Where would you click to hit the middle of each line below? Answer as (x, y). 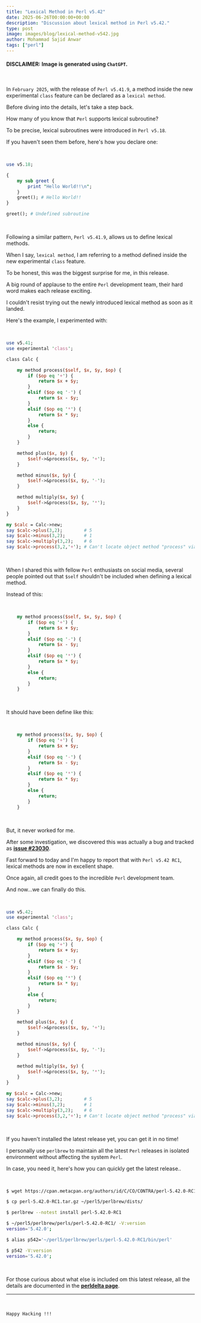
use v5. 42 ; (20, 912)
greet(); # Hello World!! (49, 198)
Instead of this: (25, 594)
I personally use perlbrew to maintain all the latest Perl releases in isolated (98, 1151)
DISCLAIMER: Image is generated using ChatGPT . (67, 64)
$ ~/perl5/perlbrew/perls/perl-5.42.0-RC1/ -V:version (76, 1224)
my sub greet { (36, 181)
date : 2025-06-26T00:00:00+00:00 (48, 17)
